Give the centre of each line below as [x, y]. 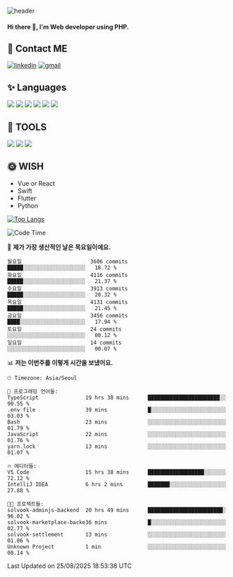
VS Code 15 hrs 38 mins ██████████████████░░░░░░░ [117, 472]
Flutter [27, 198]
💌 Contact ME [37, 48]
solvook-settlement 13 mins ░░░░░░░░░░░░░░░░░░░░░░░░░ [117, 534]
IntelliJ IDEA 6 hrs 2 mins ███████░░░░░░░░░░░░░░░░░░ [117, 484]
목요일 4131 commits [68, 302]
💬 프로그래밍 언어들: [33, 391]
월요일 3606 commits [68, 262]
